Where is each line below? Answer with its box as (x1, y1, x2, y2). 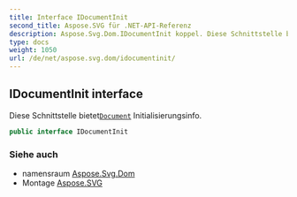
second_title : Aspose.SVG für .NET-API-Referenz (9, 21, 192, 30)
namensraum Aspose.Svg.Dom (21, 168, 135, 178)
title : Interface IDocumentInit (9, 12, 128, 22)
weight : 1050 (9, 46, 57, 55)
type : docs (9, 37, 49, 47)
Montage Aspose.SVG (21, 178, 103, 188)
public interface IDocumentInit (9, 127, 128, 136)
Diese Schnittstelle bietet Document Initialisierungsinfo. (9, 110, 202, 120)
